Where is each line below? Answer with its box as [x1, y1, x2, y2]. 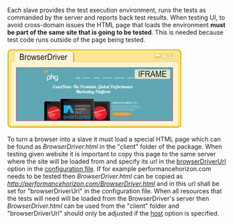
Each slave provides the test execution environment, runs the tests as [7, 6, 207, 14]
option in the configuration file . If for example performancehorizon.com [7, 165, 211, 173]
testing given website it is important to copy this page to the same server [7, 150, 216, 158]
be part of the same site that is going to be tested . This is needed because [7, 28, 224, 36]
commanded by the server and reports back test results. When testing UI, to [7, 13, 225, 22]
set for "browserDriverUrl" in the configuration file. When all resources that [7, 187, 223, 195]
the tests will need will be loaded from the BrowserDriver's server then [7, 195, 210, 202]
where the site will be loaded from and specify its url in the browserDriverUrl [7, 157, 226, 165]
